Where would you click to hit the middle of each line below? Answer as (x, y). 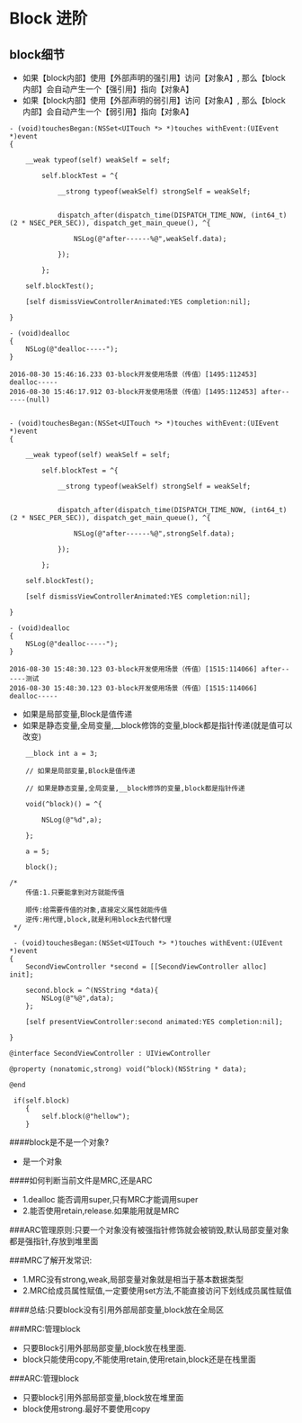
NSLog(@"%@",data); (78, 998)
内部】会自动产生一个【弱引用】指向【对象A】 (108, 112)
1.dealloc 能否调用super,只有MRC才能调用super (110, 1199)
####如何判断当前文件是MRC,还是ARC (81, 1180)
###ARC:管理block (44, 1378)
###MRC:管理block (45, 1329)
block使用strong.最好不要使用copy (86, 1409)
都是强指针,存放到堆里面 (54, 1241)
